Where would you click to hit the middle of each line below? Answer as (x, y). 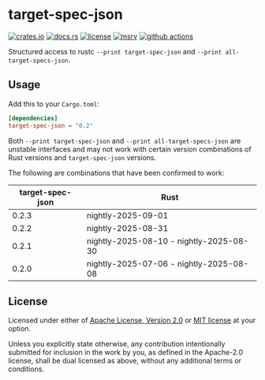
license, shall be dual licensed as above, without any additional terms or (125, 361)
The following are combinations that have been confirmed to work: (116, 173)
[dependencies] (33, 118)
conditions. (26, 369)
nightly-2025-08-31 (127, 228)
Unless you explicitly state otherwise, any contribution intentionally (117, 344)
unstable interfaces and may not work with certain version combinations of (130, 149)
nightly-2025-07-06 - (131, 263)
